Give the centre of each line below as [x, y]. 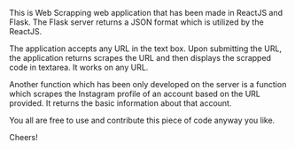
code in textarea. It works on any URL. [79, 67]
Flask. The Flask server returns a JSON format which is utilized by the [136, 22]
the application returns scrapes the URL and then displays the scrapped [140, 58]
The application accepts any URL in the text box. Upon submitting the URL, [145, 49]
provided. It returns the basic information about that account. [120, 103]
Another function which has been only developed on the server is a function [148, 84]
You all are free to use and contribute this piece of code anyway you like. [142, 120]
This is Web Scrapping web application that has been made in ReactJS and [146, 13]
